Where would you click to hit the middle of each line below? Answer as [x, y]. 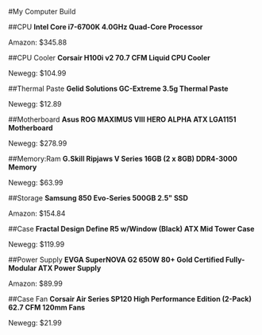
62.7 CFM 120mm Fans [47, 307]
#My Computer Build [42, 12]
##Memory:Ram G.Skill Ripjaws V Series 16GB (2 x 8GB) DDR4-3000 [123, 159]
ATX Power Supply [70, 268]
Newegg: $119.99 [37, 244]
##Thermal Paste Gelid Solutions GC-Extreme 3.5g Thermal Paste [118, 88]
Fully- [235, 259]
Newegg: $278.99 [38, 143]
